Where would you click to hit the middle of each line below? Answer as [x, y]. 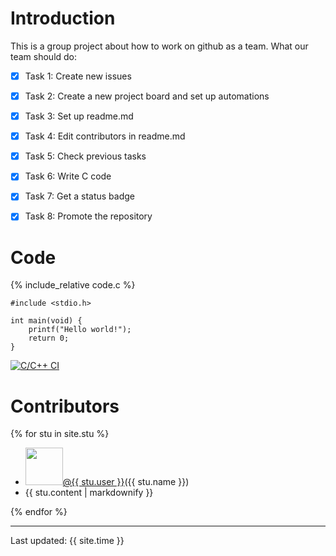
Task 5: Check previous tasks [85, 156]
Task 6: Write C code [68, 176]
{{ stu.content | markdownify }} [89, 493]
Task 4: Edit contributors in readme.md [105, 136]
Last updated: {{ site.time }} [67, 541]
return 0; [49, 338]
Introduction [63, 18]
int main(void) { [46, 321]
